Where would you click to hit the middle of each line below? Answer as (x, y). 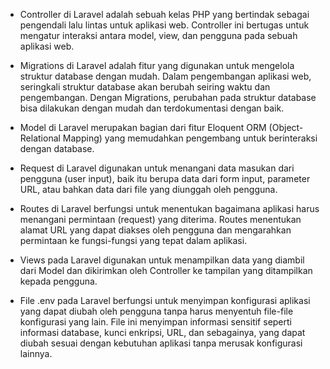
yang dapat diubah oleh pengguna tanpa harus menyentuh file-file (156, 311)
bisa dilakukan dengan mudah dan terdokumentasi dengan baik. (152, 108)
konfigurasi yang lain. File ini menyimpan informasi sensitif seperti (155, 322)
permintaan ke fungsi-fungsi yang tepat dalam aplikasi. (133, 240)
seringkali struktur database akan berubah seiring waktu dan (145, 87)
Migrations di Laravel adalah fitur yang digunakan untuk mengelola (157, 65)
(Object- (286, 127)
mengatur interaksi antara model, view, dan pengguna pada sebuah (158, 35)
